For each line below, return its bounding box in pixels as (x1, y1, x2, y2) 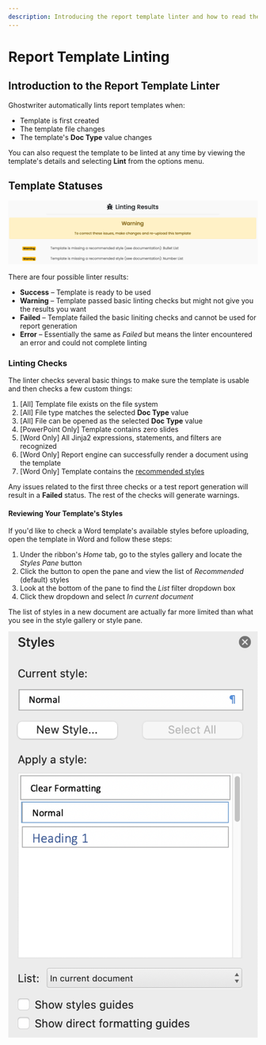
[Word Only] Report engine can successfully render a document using (19, 450, 249, 459)
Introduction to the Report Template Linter (8, 79, 220, 93)
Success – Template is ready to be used (19, 287, 152, 297)
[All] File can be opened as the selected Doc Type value (19, 416, 203, 426)
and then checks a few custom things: (8, 384, 133, 393)
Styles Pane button (19, 558, 82, 568)
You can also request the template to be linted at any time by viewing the (8, 147, 245, 158)
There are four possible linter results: (8, 272, 129, 281)
